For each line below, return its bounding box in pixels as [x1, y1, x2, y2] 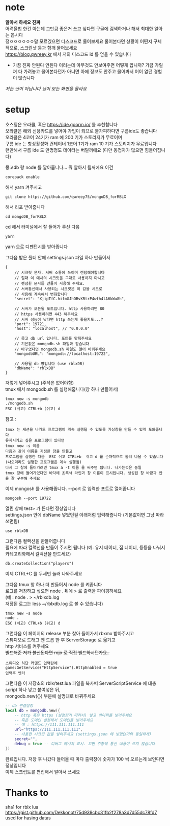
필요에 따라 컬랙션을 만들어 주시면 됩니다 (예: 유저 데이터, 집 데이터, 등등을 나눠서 [5, 544, 165, 550]
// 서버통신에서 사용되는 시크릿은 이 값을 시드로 [14, 286, 103, 292]
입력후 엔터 [5, 671, 25, 676]
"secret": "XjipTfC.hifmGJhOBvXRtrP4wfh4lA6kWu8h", [14, 296, 126, 301]
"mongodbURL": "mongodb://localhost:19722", [14, 351, 110, 356]
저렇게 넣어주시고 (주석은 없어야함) [5, 379, 74, 386]
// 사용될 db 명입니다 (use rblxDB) [14, 361, 85, 366]
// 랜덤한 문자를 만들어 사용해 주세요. [14, 281, 86, 286]
